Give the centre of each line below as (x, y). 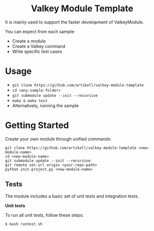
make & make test (30, 101)
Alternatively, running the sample (45, 105)
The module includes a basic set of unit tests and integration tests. (72, 196)
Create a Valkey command (39, 46)
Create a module (29, 41)
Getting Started (37, 126)
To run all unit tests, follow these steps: (44, 215)
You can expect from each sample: (40, 31)
